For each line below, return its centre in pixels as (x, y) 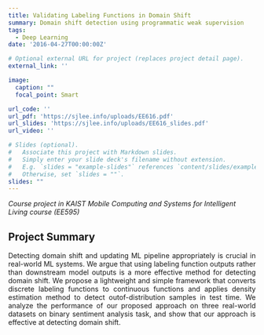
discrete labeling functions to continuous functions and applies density (132, 289)
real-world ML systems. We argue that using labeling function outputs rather (132, 264)
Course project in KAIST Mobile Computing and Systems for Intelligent (122, 204)
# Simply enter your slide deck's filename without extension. (117, 159)
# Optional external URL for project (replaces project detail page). (126, 59)
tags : (17, 30)
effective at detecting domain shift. (64, 322)
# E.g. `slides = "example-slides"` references (91, 167)
